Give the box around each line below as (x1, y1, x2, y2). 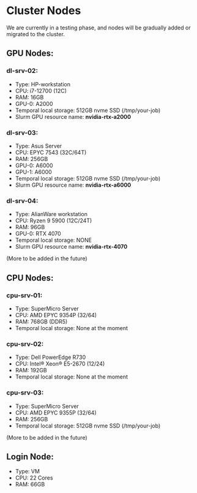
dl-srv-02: (6, 67, 39, 75)
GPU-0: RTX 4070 (15, 230, 61, 238)
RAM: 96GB (15, 224, 45, 231)
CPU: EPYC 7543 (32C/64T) (15, 148, 87, 156)
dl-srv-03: (6, 128, 39, 137)
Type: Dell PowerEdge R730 (15, 353, 86, 361)
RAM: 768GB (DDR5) (15, 318, 68, 325)
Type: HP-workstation (15, 80, 70, 88)
